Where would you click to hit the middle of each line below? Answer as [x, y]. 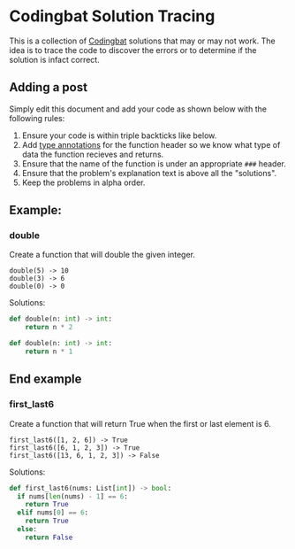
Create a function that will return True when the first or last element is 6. [140, 423]
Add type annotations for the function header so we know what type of [151, 144]
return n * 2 [49, 328]
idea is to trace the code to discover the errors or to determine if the [133, 50]
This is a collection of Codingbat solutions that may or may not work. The [142, 41]
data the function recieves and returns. [93, 154]
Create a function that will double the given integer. [102, 255]
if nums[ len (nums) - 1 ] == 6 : [72, 496]
